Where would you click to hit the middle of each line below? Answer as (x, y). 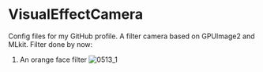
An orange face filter (53, 59)
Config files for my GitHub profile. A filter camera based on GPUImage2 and (131, 36)
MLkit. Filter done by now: (51, 44)
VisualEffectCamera (76, 14)
